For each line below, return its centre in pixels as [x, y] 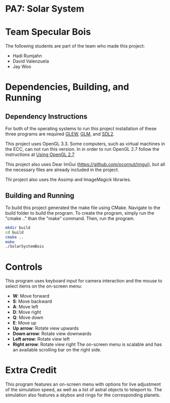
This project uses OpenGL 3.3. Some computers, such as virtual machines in [85, 144]
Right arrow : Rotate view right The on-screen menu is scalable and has [87, 344]
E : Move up [24, 323]
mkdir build [18, 228]
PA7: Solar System [45, 9]
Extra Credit [31, 370]
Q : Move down [28, 317]
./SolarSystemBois [25, 247]
